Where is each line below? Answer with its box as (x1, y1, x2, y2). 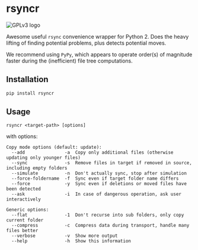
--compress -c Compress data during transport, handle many (11, 223, 190, 229)
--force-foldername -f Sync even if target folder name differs (11, 176, 179, 182)
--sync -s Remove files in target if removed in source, (11, 160, 193, 166)
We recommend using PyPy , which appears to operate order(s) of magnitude (6, 51, 193, 58)
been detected (6, 186, 41, 192)
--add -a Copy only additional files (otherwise (11, 149, 174, 156)
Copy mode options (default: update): (6, 145, 102, 151)
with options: (6, 133, 38, 140)
